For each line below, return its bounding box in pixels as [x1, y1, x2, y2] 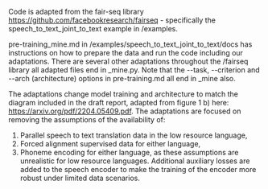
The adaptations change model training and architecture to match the [8, 89, 239, 99]
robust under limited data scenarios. [19, 173, 141, 183]
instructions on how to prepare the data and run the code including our [8, 48, 244, 57]
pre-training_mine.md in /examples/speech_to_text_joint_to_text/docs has [8, 39, 253, 49]
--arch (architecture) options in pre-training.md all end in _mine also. [8, 74, 236, 83]
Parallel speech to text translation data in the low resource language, [19, 130, 248, 140]
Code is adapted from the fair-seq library [8, 7, 145, 16]
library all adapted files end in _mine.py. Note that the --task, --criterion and [8, 65, 260, 75]
